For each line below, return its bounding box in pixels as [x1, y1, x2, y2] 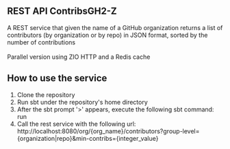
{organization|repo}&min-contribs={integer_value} [16, 134, 159, 142]
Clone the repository [16, 90, 75, 98]
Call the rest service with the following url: [16, 120, 136, 128]
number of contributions [7, 38, 76, 46]
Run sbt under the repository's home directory [16, 98, 149, 106]
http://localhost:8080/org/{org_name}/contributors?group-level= [16, 126, 200, 135]
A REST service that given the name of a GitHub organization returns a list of [7, 23, 223, 31]
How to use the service [7, 72, 107, 84]
